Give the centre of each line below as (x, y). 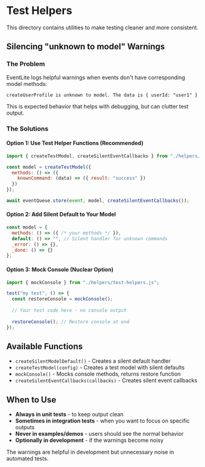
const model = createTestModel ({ (49, 167)
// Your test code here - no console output (69, 311)
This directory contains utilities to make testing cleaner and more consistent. (103, 27)
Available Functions (45, 346)
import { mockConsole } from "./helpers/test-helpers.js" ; (83, 282)
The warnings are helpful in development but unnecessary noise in (90, 452)
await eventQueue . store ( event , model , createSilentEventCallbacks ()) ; (98, 201)
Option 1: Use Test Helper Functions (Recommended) (75, 143)
